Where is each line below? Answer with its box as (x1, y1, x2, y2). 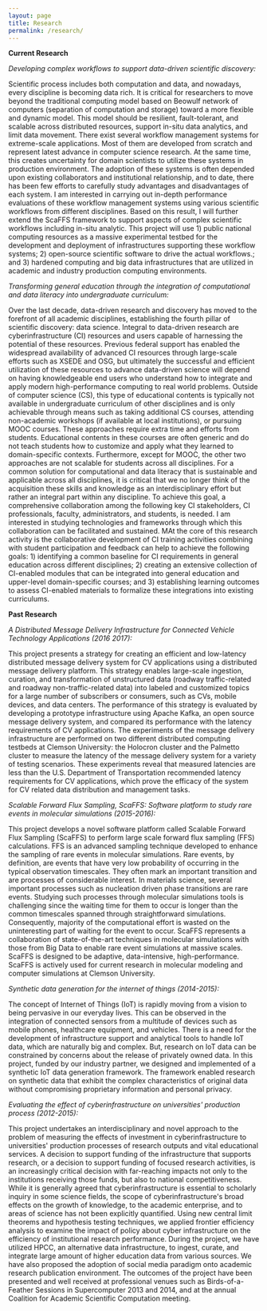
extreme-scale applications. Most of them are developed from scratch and (8, 139, 253, 149)
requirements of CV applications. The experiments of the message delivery (8, 725, 255, 735)
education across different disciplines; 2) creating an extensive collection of (8, 560, 257, 570)
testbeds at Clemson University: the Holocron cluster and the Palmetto (8, 742, 240, 752)
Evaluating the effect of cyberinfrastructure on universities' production (8, 1100, 241, 1110)
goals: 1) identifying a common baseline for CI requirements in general (8, 552, 239, 562)
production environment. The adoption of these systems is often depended (8, 165, 255, 174)
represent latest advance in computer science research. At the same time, (8, 147, 251, 157)
